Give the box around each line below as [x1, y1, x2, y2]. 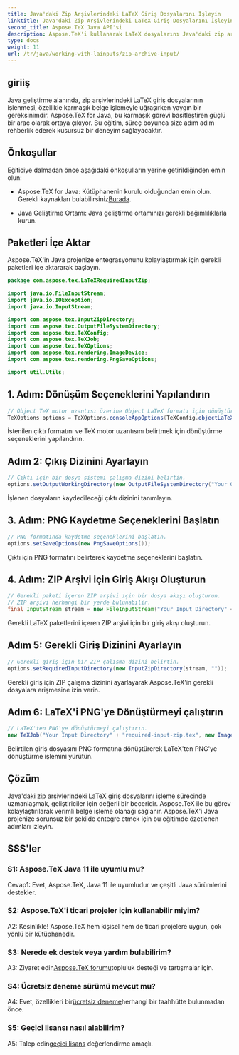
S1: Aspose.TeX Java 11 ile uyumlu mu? [7, 864, 144, 874]
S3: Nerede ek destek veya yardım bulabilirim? [7, 947, 172, 957]
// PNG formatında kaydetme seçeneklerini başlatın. [7, 533, 167, 540]
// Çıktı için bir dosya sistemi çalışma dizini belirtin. [7, 474, 186, 482]
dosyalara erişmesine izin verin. [7, 685, 100, 694]
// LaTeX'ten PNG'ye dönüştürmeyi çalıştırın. [7, 725, 148, 732]
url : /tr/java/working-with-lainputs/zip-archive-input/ [7, 51, 180, 58]
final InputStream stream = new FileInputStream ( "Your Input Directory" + [7, 606, 234, 613]
